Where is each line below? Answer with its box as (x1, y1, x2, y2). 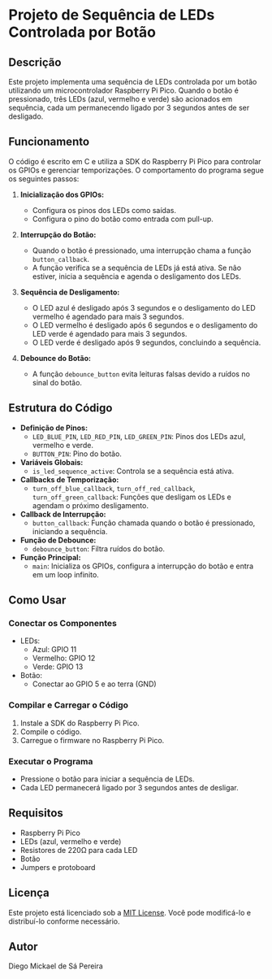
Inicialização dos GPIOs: (19, 189, 104, 199)
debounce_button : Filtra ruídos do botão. (32, 543, 165, 554)
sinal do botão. (32, 377, 83, 387)
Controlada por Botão (8, 23, 157, 41)
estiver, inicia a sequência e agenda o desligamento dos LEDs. (32, 271, 241, 281)
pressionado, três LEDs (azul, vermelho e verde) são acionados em (8, 94, 233, 103)
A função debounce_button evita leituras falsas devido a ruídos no (32, 368, 250, 379)
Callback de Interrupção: (19, 509, 106, 519)
